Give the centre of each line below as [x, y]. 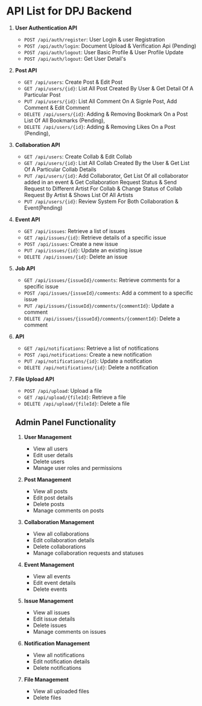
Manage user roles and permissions [77, 467]
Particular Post [42, 95]
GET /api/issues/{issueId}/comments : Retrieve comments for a [102, 280]
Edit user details [53, 455]
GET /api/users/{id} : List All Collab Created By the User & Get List [107, 163]
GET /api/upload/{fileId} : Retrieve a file [75, 397]
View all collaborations [61, 534]
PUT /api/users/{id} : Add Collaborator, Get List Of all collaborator [106, 175]
